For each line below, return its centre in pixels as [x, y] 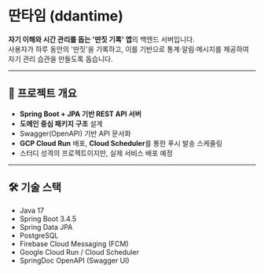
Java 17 [32, 210]
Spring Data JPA [46, 227]
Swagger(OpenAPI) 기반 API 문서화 [75, 133]
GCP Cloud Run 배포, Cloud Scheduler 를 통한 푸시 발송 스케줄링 [121, 143]
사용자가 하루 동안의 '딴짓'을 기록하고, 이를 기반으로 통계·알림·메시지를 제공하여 [128, 49]
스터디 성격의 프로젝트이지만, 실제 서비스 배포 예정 [96, 153]
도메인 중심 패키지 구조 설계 [61, 123]
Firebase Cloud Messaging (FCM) [74, 243]
